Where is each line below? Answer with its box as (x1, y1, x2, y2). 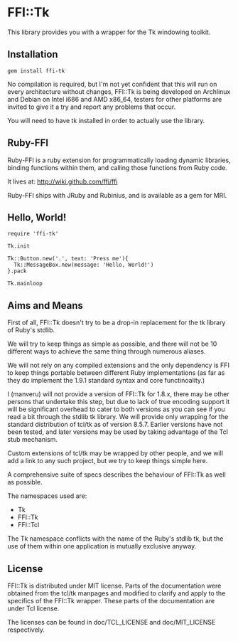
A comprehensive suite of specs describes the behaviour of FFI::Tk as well (7, 470, 226, 479)
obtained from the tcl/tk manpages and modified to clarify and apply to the (7, 589, 226, 598)
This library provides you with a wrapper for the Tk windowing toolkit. (7, 28, 211, 36)
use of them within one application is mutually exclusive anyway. (7, 542, 197, 551)
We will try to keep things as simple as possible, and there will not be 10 (7, 339, 217, 349)
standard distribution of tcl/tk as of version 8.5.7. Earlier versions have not (7, 420, 223, 429)
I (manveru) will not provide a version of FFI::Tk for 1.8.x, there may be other (7, 390, 229, 398)
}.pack (7, 267, 27, 275)
